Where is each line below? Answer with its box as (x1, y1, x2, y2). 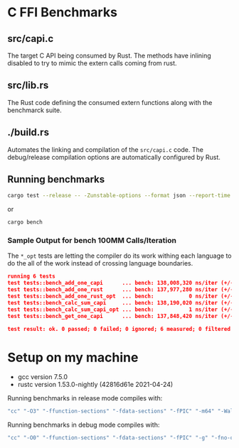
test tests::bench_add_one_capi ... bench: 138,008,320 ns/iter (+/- (7, 280, 234, 287)
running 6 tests (7, 273, 55, 280)
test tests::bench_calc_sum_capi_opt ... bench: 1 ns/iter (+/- (7, 306, 234, 313)
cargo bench (7, 219, 43, 226)
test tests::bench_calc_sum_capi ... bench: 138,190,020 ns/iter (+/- (7, 299, 234, 306)
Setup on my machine (7, 349, 139, 366)
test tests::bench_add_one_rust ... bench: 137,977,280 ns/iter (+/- (7, 286, 234, 293)
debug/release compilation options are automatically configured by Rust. (7, 153, 221, 161)
